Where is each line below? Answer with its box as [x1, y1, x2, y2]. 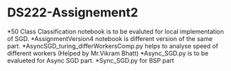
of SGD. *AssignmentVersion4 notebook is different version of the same [7, 34, 213, 42]
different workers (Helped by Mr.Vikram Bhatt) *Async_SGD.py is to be [7, 49, 209, 57]
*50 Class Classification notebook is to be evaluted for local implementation [7, 27, 224, 35]
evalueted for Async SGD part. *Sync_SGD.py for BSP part [7, 56, 174, 64]
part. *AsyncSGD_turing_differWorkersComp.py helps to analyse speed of [7, 42, 219, 50]
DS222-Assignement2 [7, 5, 138, 20]
